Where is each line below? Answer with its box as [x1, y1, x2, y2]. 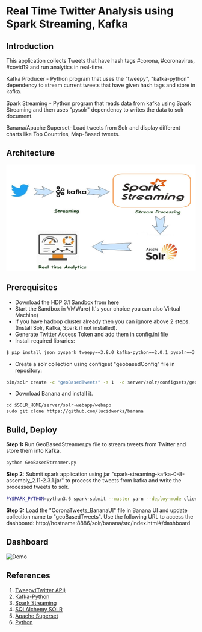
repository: [14, 367, 42, 374]
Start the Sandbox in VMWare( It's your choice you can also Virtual [14, 305, 181, 312]
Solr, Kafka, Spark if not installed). [32, 324, 118, 331]
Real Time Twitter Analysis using [6, 4, 174, 18]
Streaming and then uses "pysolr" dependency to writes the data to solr [6, 106, 185, 113]
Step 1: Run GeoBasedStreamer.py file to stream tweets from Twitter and [6, 441, 186, 448]
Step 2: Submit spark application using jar [6, 470, 110, 478]
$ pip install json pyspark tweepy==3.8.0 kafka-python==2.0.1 [6, 349, 168, 355]
